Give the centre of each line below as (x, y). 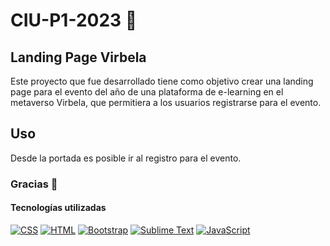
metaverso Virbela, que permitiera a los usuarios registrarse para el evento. (166, 102)
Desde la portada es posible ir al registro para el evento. (126, 158)
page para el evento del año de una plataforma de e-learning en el (147, 92)
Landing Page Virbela (78, 57)
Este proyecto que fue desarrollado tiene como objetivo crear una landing (162, 81)
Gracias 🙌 (34, 184)
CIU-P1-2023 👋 (74, 20)
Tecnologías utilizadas (58, 208)
